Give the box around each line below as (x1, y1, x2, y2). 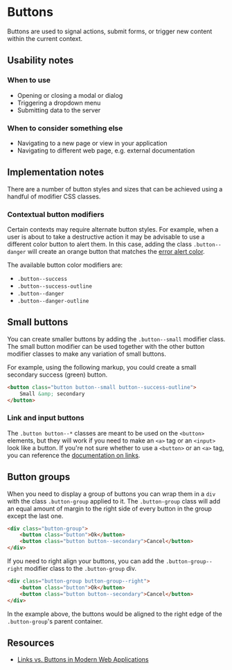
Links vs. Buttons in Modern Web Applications (17, 655, 149, 664)
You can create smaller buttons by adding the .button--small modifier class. (7, 334, 226, 343)
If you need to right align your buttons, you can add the (7, 557, 165, 565)
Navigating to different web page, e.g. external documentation (17, 146, 195, 155)
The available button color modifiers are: (7, 261, 123, 269)
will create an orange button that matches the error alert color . (27, 248, 206, 256)
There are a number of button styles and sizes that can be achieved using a (7, 184, 223, 193)
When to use (7, 76, 51, 85)
